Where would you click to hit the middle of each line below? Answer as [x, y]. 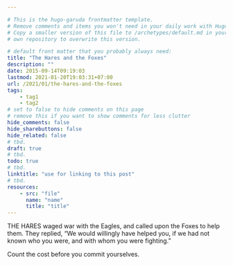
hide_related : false [37, 135]
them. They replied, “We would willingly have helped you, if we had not [109, 234]
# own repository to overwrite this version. [74, 39]
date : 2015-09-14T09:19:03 [46, 71]
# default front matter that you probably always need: [89, 52]
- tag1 [29, 97]
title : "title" [48, 206]
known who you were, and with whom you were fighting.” [89, 241]
